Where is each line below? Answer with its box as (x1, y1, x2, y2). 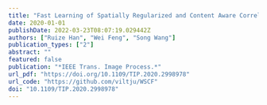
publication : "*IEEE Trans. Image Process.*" (8, 63, 161, 71)
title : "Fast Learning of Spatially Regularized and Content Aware (8, 11, 237, 20)
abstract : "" (8, 48, 52, 56)
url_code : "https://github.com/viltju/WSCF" (8, 77, 158, 85)
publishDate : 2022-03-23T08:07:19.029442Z (8, 26, 151, 34)
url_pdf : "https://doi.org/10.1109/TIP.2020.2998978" (8, 70, 191, 78)
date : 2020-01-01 (8, 19, 66, 27)
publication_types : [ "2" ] (8, 41, 94, 49)
